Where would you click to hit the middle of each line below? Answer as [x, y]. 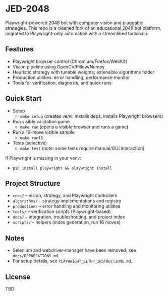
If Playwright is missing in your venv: [43, 158]
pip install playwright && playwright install [62, 168]
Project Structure [33, 183]
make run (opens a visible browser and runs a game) [74, 127]
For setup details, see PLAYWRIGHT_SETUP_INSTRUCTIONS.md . [72, 261]
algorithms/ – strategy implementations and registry [67, 201]
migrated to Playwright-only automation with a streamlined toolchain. [77, 33]
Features [19, 49]
